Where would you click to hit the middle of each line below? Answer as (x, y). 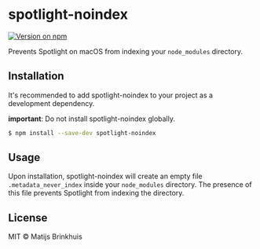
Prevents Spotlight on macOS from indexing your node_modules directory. (126, 51)
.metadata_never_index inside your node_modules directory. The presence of (130, 185)
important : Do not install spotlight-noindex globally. (92, 119)
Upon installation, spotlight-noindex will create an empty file (105, 176)
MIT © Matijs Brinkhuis (45, 236)
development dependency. (51, 103)
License (28, 218)
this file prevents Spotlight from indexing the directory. (96, 193)
